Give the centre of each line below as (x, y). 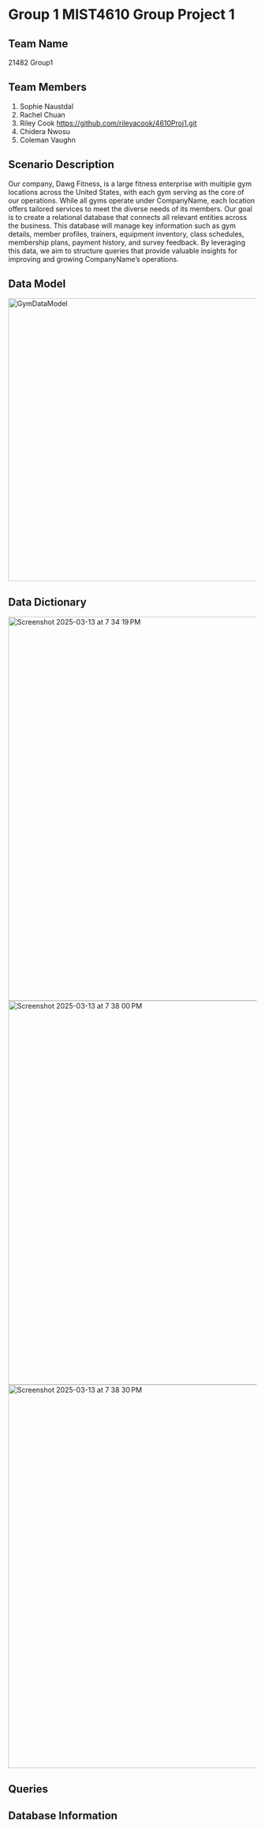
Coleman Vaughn (48, 140)
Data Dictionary (47, 602)
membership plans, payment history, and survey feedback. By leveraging (127, 242)
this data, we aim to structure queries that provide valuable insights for (123, 251)
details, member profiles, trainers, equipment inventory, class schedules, (126, 233)
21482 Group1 (31, 62)
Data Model (37, 284)
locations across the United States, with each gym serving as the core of (126, 192)
